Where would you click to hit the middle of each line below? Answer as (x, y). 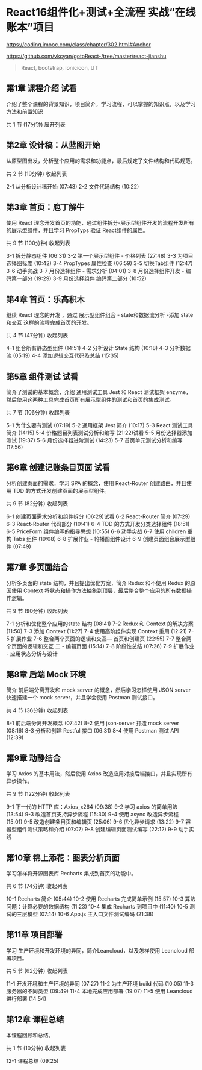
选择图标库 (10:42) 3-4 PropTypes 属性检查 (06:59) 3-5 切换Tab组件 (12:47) (100, 263)
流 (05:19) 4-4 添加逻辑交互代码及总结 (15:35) (63, 355)
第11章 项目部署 (35, 935)
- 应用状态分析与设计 (32, 654)
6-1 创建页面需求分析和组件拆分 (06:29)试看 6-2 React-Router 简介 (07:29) (98, 516)
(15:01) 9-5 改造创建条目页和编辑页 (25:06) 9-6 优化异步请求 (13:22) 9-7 (95, 822)
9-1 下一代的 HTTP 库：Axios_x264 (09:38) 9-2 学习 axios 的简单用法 (92, 807)
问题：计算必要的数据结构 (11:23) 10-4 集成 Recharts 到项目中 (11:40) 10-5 (97, 907)
